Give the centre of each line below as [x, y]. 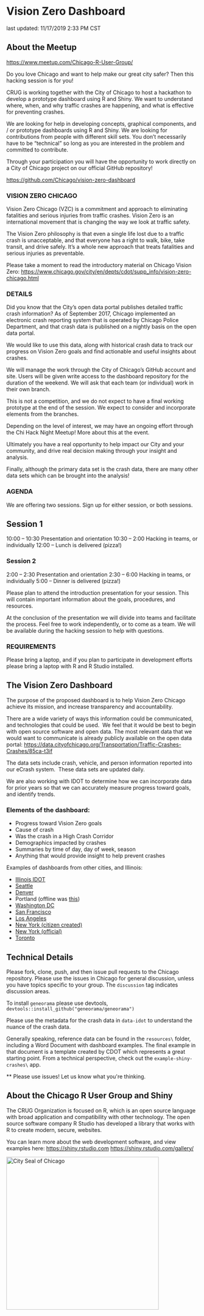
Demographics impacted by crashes [61, 843]
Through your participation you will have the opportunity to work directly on [101, 161]
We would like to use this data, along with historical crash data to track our [100, 345]
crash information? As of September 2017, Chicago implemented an [91, 314]
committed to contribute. [37, 149]
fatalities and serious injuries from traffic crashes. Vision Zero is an [90, 216]
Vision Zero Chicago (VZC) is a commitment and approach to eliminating [97, 209]
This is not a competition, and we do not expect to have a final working [95, 401]
